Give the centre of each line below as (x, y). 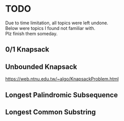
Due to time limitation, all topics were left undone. (57, 23)
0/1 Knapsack (27, 49)
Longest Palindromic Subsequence (61, 95)
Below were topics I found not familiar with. (50, 28)
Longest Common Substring (51, 112)
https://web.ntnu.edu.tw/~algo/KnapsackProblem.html (62, 79)
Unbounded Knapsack (41, 67)
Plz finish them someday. (31, 33)
